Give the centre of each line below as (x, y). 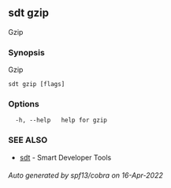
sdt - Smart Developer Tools (65, 157)
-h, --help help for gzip (61, 120)
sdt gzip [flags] (37, 85)
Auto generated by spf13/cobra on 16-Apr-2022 (85, 175)
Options (24, 104)
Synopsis (26, 52)
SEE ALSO (28, 140)
